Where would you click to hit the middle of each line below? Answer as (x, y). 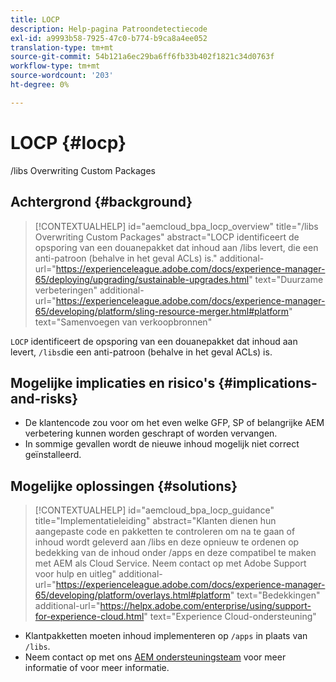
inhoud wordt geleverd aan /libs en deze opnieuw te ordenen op (167, 542)
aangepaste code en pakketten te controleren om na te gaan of (165, 532)
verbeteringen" (66, 290)
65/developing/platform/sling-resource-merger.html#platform (162, 311)
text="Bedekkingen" (278, 595)
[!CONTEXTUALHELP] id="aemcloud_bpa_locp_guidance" (154, 510)
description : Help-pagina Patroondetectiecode (109, 29)
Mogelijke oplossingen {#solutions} (124, 486)
